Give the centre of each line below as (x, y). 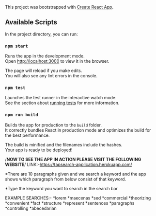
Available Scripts (31, 22)
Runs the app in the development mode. (45, 56)
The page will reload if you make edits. (44, 71)
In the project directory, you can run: (41, 34)
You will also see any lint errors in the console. (51, 76)
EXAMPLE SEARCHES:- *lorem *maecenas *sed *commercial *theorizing (78, 198)
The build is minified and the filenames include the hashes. (64, 144)
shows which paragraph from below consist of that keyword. (66, 179)
